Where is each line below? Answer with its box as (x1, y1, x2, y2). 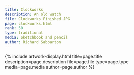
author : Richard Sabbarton (5, 40, 61, 45)
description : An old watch (5, 12, 61, 17)
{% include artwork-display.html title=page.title (5, 53, 102, 59)
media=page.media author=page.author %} (5, 64, 95, 70)
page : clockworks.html (5, 21, 52, 26)
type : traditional (5, 30, 43, 35)
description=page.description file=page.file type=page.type (5, 58, 129, 65)
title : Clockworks (5, 7, 43, 12)
